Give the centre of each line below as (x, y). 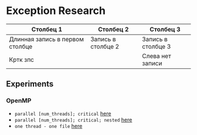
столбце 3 (157, 46)
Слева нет (157, 56)
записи (152, 63)
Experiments (30, 84)
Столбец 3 (165, 29)
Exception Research (56, 11)
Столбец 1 (47, 29)
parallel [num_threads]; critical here (63, 113)
